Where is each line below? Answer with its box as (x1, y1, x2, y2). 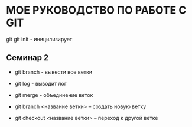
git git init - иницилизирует (6, 35, 73, 43)
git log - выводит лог (14, 80, 67, 87)
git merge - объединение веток (14, 91, 93, 98)
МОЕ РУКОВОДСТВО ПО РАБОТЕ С (6, 4, 187, 17)
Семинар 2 (6, 53, 49, 63)
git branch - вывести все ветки (14, 69, 93, 76)
